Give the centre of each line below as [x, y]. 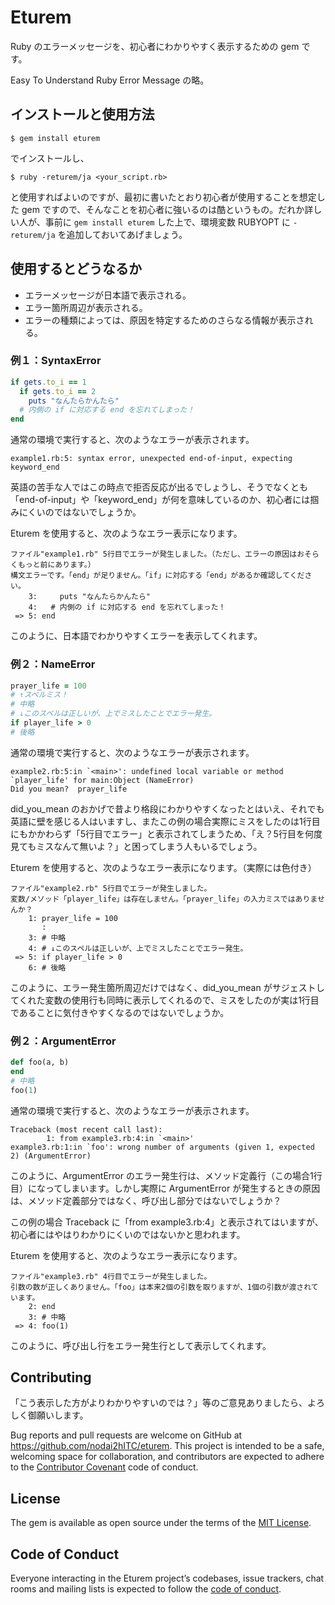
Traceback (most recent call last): [86, 1129]
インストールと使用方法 [82, 114]
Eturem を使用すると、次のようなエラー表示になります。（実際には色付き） [163, 867]
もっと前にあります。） [56, 565]
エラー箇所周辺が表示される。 [86, 307]
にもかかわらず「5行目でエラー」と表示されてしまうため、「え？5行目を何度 [166, 833]
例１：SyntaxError [56, 361]
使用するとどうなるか [76, 269]
